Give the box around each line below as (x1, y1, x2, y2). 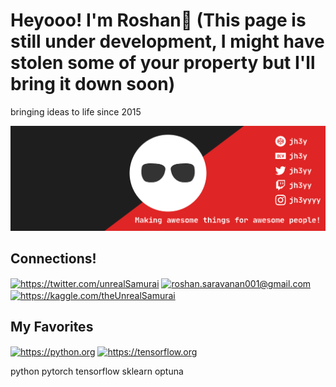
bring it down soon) (10, 73, 176, 96)
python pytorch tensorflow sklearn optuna (10, 365, 184, 378)
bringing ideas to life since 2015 (10, 105, 142, 118)
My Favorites (10, 319, 94, 336)
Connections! (10, 250, 97, 268)
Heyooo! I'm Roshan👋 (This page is (10, 9, 307, 32)
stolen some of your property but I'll (10, 52, 316, 74)
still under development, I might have (10, 30, 325, 53)
